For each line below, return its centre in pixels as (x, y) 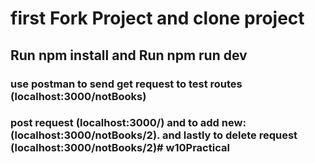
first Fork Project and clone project (157, 18)
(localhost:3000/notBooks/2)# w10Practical (120, 148)
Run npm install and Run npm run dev (129, 55)
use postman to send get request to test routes (126, 84)
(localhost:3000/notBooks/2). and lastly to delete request (154, 135)
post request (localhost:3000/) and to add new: (128, 123)
